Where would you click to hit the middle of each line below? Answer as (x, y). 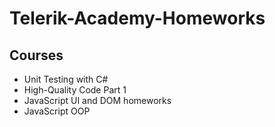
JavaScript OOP (57, 111)
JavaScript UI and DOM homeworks (97, 100)
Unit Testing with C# (66, 79)
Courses (36, 55)
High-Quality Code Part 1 (75, 90)
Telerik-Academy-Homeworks (137, 18)
